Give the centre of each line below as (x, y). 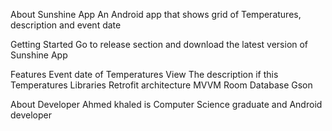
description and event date (66, 25)
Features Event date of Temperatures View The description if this (144, 74)
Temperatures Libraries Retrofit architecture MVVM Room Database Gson (161, 85)
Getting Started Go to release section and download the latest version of (159, 44)
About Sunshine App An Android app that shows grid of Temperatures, (156, 14)
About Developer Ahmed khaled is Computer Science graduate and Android (166, 104)
